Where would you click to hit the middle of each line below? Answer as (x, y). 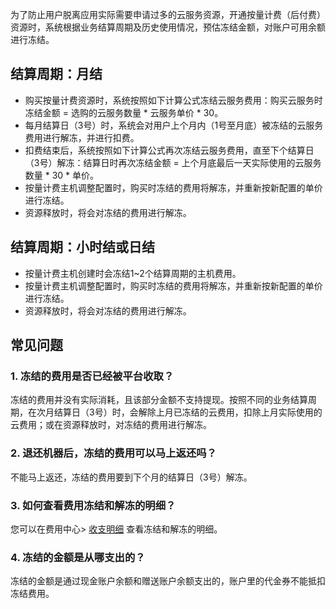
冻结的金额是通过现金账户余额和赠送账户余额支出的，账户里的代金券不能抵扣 (168, 581)
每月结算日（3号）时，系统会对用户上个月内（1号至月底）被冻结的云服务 (174, 125)
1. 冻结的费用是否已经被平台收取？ (92, 376)
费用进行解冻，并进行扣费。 (82, 137)
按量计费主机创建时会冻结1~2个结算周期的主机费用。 (133, 273)
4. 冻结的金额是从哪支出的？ (78, 557)
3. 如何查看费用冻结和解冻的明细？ (93, 505)
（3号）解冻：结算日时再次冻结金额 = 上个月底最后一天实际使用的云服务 (173, 162)
